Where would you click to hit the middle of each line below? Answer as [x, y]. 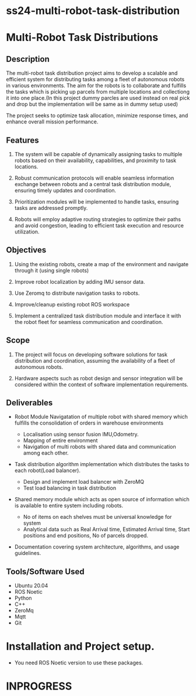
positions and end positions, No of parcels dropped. [86, 536]
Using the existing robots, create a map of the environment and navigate [101, 264]
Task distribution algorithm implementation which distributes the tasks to [102, 464]
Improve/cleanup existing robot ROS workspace [72, 304]
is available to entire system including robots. [69, 506]
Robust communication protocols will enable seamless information [94, 178]
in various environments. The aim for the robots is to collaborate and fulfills [96, 85]
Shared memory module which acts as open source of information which [102, 499]
